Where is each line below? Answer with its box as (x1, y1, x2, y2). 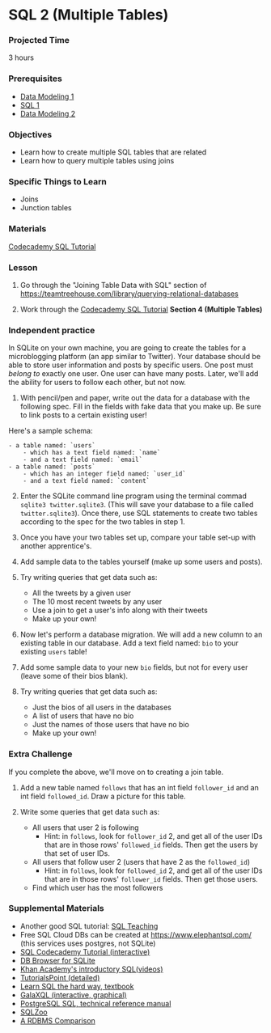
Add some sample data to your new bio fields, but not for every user (19, 663, 248, 672)
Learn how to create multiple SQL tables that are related (19, 147, 207, 157)
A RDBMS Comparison (19, 1015, 95, 1025)
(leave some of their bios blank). (19, 671, 128, 681)
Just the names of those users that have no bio (32, 720, 190, 730)
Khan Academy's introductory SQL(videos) (19, 964, 163, 974)
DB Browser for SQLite (19, 955, 95, 965)
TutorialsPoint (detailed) (19, 972, 100, 982)
